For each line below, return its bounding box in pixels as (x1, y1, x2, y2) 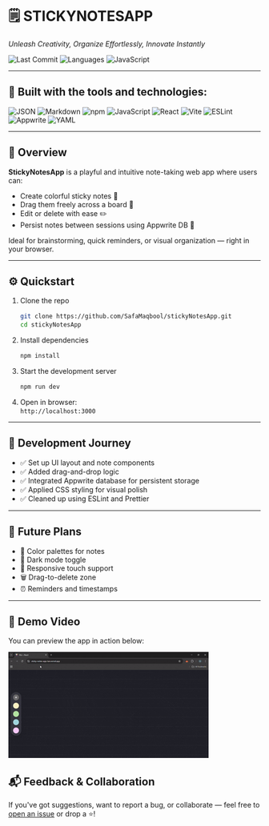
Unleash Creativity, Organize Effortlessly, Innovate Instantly (8, 38, 206, 49)
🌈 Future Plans (8, 525, 82, 539)
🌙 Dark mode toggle (19, 555, 86, 564)
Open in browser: (19, 397, 78, 407)
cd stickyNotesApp (19, 321, 82, 329)
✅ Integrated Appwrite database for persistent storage (19, 475, 200, 485)
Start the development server (19, 367, 118, 375)
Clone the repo (19, 296, 70, 306)
